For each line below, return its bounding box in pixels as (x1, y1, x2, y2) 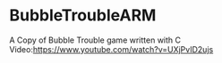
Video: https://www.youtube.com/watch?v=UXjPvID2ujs (9, 43, 214, 54)
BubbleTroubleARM (9, 5, 157, 26)
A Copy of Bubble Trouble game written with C (9, 35, 182, 45)
